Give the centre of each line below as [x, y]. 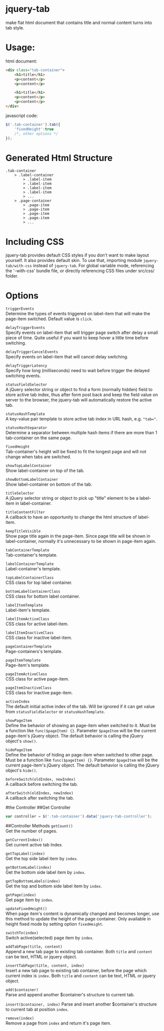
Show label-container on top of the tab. [45, 470]
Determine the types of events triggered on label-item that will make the [78, 314]
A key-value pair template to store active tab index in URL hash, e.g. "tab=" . [82, 419]
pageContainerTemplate [29, 647]
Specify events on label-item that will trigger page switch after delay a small [82, 333]
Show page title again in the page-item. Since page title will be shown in [78, 536]
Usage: [20, 48]
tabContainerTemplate [28, 550]
